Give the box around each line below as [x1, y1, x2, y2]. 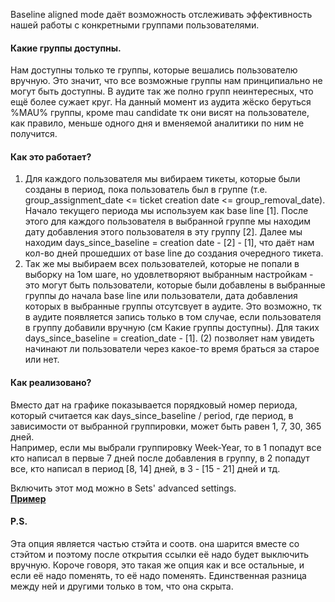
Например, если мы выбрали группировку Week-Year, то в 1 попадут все [10, 441, 322, 453]
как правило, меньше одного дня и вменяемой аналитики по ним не [10, 117, 305, 129]
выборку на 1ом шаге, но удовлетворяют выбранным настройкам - [24, 269, 314, 281]
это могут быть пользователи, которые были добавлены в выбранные [24, 279, 326, 291]
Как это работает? [10, 150, 92, 163]
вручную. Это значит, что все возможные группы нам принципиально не [10, 75, 323, 87]
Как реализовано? [10, 377, 92, 388]
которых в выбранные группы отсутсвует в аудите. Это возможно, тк [24, 300, 322, 313]
